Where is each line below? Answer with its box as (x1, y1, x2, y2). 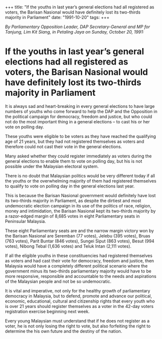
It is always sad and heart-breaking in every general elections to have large (5, 103, 155, 109)
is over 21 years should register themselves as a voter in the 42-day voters (5, 303, 154, 309)
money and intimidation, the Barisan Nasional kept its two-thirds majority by (5, 208, 156, 214)
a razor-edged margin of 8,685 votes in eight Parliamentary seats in (5, 213, 140, 219)
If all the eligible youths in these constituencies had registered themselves (5, 253, 153, 258)
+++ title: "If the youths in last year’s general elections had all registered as (5, 4, 155, 10)
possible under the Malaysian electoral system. (5, 163, 99, 169)
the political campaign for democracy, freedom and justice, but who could (5, 114, 152, 119)
